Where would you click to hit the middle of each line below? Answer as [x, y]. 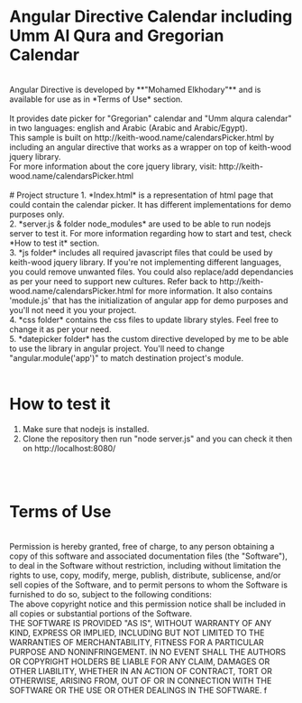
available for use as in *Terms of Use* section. [96, 99]
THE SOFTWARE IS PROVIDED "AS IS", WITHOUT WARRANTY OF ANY [141, 623]
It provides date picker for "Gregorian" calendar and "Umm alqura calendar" [151, 118]
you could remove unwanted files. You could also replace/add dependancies [151, 272]
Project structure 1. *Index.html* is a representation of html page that [145, 195]
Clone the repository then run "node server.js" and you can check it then [157, 439]
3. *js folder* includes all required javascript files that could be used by [141, 252]
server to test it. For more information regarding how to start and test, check [151, 233]
